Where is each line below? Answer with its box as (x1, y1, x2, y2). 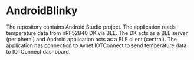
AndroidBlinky (6, 4, 78, 17)
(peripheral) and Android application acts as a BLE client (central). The (6, 36, 177, 43)
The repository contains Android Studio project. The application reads (6, 23, 176, 30)
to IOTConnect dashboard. (6, 48, 71, 55)
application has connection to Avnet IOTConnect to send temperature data (6, 42, 187, 49)
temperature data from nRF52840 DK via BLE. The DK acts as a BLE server (6, 29, 188, 36)
